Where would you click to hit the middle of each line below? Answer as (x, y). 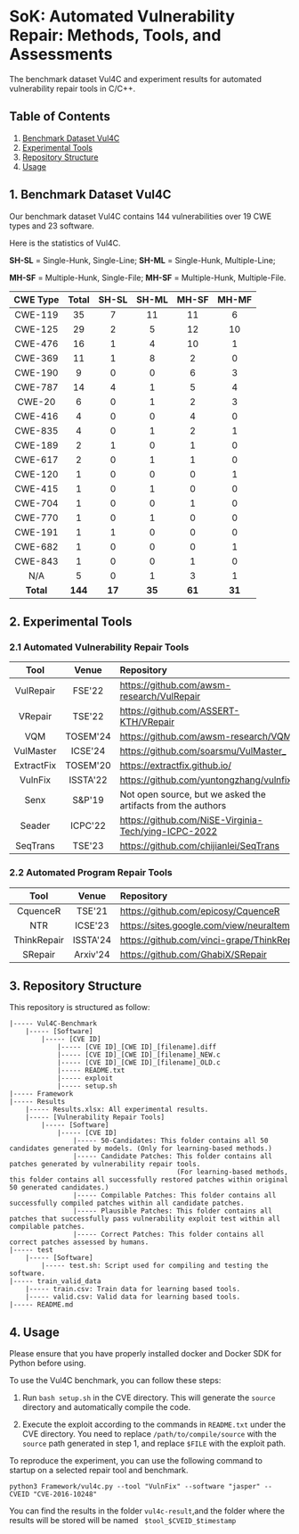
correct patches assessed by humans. (79, 1242)
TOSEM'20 (88, 766)
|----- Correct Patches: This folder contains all (169, 1235)
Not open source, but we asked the (193, 794)
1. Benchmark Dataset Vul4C (90, 195)
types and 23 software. (52, 226)
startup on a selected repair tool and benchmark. (99, 1471)
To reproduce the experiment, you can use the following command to (136, 1461)
